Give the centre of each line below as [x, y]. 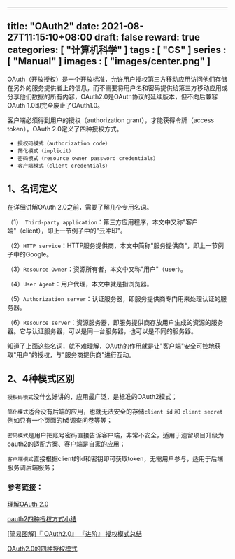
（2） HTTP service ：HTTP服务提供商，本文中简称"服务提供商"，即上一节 [113, 245]
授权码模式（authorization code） [64, 143]
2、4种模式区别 [41, 379]
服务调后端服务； [32, 467]
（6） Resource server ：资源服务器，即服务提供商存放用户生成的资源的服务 [115, 322]
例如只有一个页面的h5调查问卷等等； [60, 421]
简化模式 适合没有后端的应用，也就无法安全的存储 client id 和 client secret [115, 412]
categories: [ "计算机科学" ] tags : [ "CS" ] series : [117, 50]
